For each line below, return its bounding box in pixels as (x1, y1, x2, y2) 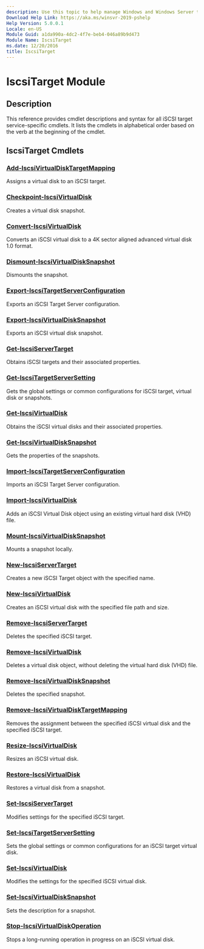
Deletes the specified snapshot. (6, 690, 86, 698)
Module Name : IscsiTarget (6, 37, 72, 43)
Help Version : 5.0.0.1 (6, 20, 64, 26)
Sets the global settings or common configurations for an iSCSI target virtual (6, 842, 197, 849)
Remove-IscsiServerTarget (6, 618, 87, 627)
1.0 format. (6, 242, 33, 250)
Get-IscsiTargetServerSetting (6, 374, 96, 382)
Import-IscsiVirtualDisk (6, 496, 77, 505)
